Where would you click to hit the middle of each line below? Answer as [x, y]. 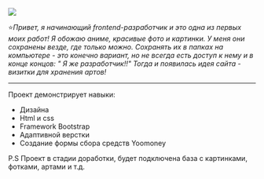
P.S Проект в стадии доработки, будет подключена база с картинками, [128, 158]
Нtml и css [37, 118]
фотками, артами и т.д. [46, 166]
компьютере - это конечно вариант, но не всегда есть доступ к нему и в [131, 55]
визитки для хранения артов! [57, 72]
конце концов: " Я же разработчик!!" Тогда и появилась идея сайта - [125, 64]
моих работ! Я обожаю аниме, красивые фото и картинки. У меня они [126, 38]
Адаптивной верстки [55, 135]
